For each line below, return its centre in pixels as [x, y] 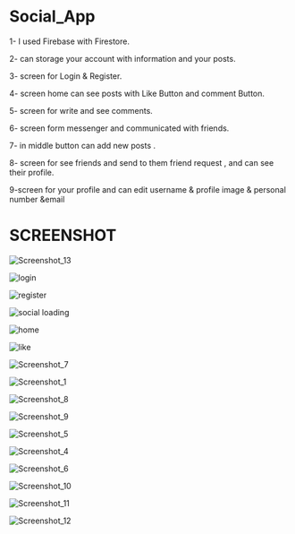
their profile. [32, 172]
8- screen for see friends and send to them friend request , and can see [142, 162]
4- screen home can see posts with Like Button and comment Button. [137, 93]
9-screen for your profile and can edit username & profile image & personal [147, 189]
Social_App [52, 17]
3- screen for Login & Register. [66, 76]
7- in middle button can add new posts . [83, 145]
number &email [37, 199]
